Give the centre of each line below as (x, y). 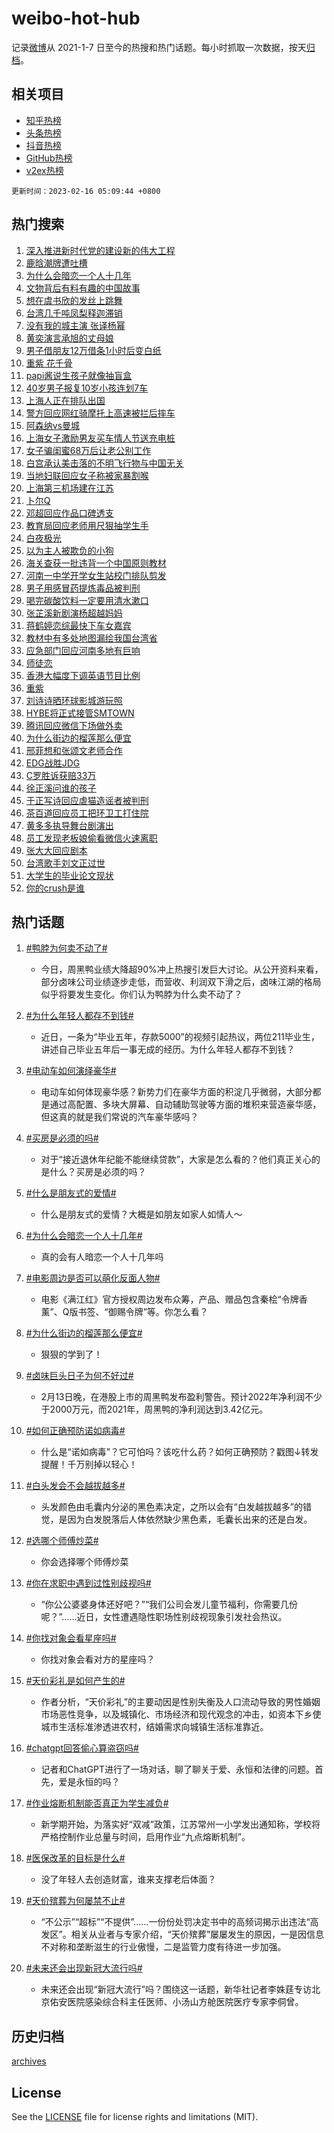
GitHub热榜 (49, 158)
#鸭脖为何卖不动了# (66, 948)
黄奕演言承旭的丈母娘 (69, 338)
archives (29, 2061)
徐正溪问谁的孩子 (61, 788)
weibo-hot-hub (76, 18)
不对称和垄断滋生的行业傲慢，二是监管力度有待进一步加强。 (163, 1947)
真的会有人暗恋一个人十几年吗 (102, 1257)
